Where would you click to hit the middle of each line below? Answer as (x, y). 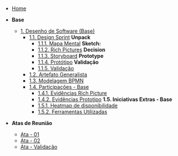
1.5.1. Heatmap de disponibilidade (78, 105)
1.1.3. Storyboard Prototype (71, 56)
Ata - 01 (30, 134)
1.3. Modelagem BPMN (56, 81)
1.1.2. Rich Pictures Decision (71, 50)
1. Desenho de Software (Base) (57, 31)
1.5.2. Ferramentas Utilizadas (72, 112)
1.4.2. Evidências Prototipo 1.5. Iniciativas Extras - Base (105, 99)
